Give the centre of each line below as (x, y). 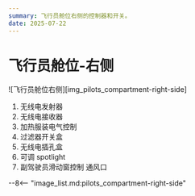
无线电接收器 (41, 117)
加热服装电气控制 (48, 127)
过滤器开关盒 (41, 137)
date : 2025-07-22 (37, 23)
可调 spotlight (43, 157)
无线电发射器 (41, 106)
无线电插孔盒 (41, 147)
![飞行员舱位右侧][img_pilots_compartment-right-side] (98, 90)
